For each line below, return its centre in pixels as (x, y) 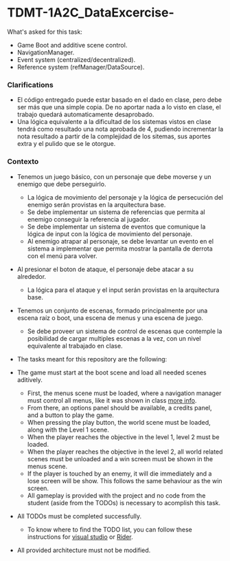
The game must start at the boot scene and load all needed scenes (112, 372)
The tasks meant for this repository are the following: (92, 359)
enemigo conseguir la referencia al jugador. (89, 219)
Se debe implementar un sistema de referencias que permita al (116, 212)
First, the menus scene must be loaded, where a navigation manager (124, 393)
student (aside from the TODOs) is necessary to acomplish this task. (124, 502)
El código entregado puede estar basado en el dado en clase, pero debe (119, 100)
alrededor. (32, 276)
